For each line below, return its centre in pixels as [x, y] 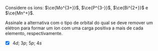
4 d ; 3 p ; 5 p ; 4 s [27, 43]
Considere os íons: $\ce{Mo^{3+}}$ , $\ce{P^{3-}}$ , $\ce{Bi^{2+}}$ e [77, 8]
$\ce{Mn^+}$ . [19, 13]
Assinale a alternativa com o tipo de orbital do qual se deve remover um [79, 23]
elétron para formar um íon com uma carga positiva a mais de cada [74, 28]
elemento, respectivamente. [34, 33]
